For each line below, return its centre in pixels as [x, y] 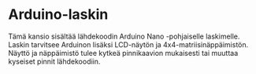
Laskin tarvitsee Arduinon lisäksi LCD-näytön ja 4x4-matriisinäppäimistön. [128, 44]
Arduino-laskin [58, 15]
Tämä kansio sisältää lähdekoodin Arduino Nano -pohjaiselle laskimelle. [124, 36]
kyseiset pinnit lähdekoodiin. [54, 61]
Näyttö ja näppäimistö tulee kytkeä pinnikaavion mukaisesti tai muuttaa [123, 53]
